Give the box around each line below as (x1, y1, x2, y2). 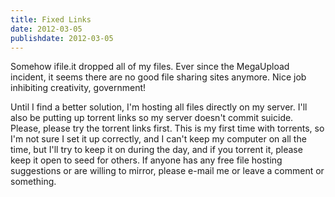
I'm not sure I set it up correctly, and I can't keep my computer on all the (10, 133, 307, 145)
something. (10, 176, 57, 188)
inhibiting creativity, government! (10, 82, 147, 94)
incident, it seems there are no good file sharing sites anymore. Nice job (10, 71, 307, 83)
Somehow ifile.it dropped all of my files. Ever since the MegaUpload (10, 61, 290, 73)
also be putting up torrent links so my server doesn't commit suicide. (10, 112, 294, 124)
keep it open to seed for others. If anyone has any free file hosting (10, 154, 283, 166)
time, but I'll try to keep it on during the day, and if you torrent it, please (10, 144, 303, 156)
